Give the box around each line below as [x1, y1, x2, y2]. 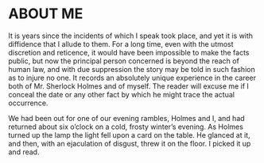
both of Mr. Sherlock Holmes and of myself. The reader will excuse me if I [8, 81, 249, 91]
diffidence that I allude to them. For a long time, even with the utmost [8, 39, 234, 48]
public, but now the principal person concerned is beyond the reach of [8, 56, 240, 66]
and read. [8, 147, 40, 157]
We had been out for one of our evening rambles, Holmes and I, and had [8, 113, 245, 123]
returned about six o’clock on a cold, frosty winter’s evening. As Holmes [8, 122, 244, 131]
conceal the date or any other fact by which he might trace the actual [8, 89, 235, 99]
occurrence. [8, 98, 49, 108]
